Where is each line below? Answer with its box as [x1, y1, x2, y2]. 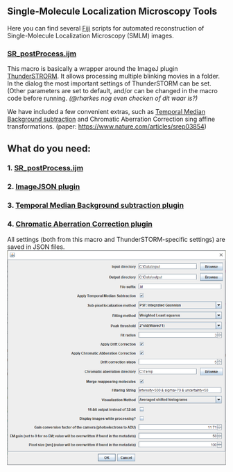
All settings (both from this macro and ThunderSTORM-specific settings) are [7, 235, 225, 243]
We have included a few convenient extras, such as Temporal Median [7, 108, 206, 116]
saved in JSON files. [7, 243, 65, 251]
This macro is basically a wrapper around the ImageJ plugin [7, 65, 178, 73]
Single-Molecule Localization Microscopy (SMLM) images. [7, 31, 175, 40]
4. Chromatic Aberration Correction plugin [7, 219, 153, 229]
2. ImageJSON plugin [7, 182, 80, 192]
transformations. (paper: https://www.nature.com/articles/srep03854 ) [7, 122, 207, 131]
